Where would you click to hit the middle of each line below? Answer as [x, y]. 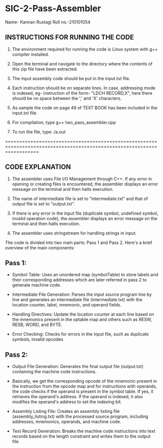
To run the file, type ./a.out [39, 132]
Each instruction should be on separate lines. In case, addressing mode [84, 88]
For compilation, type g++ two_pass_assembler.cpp [64, 122]
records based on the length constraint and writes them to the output [81, 436]
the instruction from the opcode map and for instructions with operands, [84, 387]
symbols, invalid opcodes [37, 339]
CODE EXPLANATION [38, 167]
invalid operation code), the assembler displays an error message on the [85, 218]
